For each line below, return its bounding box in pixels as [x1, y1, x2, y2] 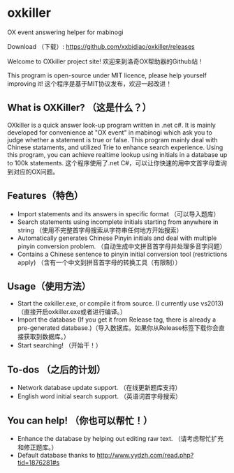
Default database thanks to [17, 451, 96, 459]
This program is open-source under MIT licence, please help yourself [7, 71, 207, 80]
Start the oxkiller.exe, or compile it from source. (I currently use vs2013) [17, 299, 224, 308]
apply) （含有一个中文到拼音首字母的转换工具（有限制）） [17, 258, 182, 266]
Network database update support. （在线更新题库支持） [17, 384, 182, 392]
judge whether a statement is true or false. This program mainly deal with [7, 135, 218, 144]
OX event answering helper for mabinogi [7, 28, 124, 36]
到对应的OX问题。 [7, 167, 59, 176]
